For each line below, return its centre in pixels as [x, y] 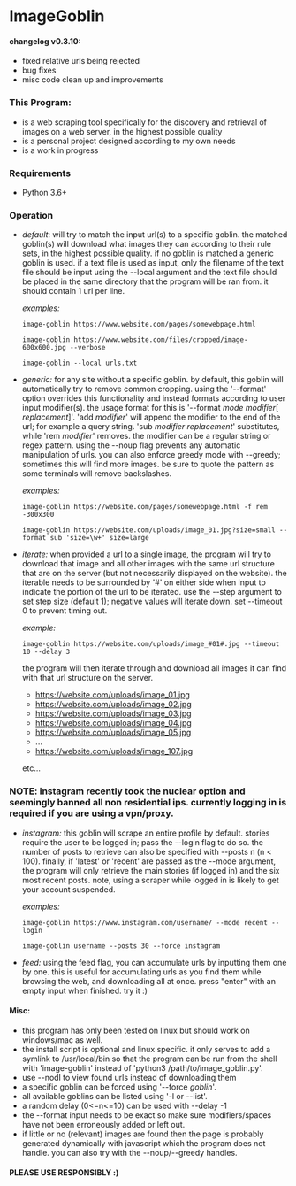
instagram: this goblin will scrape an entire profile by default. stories [146, 833]
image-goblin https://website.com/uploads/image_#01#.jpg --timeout [151, 644]
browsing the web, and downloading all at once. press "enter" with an [149, 981]
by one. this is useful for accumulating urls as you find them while [141, 972]
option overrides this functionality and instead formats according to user [154, 398]
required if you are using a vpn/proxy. [91, 813]
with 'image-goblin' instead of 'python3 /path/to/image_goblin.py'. [142, 1067]
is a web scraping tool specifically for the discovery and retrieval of [144, 122]
